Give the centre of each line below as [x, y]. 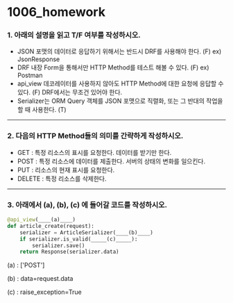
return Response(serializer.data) [69, 252]
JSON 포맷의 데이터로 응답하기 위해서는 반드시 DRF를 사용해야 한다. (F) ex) [119, 51]
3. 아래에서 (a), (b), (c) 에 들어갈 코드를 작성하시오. [87, 204]
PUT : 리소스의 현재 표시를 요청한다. [66, 170]
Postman [30, 75]
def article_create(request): [51, 226]
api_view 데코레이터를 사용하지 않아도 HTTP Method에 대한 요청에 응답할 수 [120, 83]
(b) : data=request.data [40, 279]
